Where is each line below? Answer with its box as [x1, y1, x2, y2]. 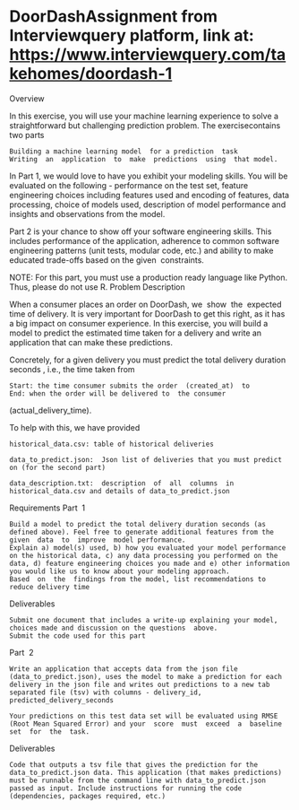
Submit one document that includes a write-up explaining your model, [9, 615, 278, 624]
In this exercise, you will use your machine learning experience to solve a [9, 110, 279, 121]
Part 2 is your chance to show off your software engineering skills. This [9, 226, 272, 237]
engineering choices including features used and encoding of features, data [9, 189, 289, 200]
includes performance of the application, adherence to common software [9, 235, 280, 246]
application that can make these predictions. [9, 336, 173, 347]
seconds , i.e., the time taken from [9, 363, 136, 374]
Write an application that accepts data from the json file [9, 664, 239, 674]
